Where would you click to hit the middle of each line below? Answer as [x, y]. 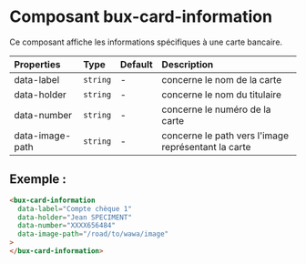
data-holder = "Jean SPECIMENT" [75, 217]
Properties [37, 64]
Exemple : [38, 179]
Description [188, 64]
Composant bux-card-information [141, 17]
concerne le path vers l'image [225, 136]
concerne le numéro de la [216, 109]
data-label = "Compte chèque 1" [75, 208]
